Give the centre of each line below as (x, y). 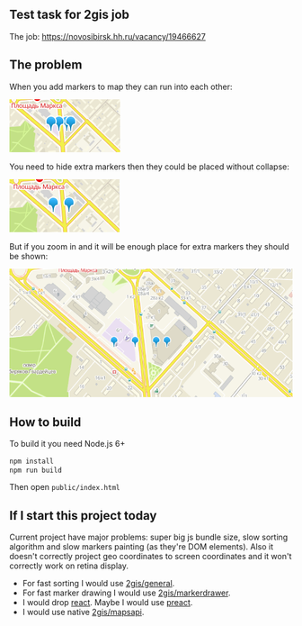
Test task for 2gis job (70, 15)
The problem (46, 65)
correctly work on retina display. (69, 566)
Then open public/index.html (65, 487)
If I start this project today (83, 516)
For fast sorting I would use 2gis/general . (98, 584)
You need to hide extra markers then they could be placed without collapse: (150, 167)
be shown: (29, 256)
